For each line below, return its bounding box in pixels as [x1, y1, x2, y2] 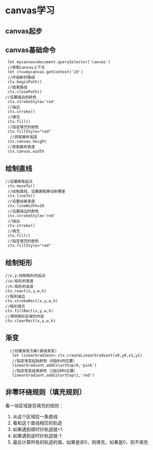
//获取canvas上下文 [7, 65, 45, 70]
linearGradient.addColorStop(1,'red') [12, 373, 95, 378]
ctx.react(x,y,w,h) [5, 289, 47, 294]
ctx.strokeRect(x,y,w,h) [5, 298, 58, 304]
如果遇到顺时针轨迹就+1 [12, 426, 63, 432]
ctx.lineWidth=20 [7, 203, 44, 209]
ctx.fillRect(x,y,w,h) [5, 309, 54, 314]
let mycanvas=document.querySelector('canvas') [7, 59, 111, 65]
